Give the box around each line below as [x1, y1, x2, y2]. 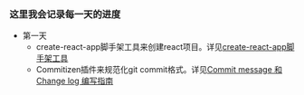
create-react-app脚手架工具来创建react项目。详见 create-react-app [35, 42, 287, 52]
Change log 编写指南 [35, 75, 114, 87]
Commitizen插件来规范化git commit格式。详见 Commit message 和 [35, 64, 283, 75]
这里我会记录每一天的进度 [9, 7, 121, 20]
